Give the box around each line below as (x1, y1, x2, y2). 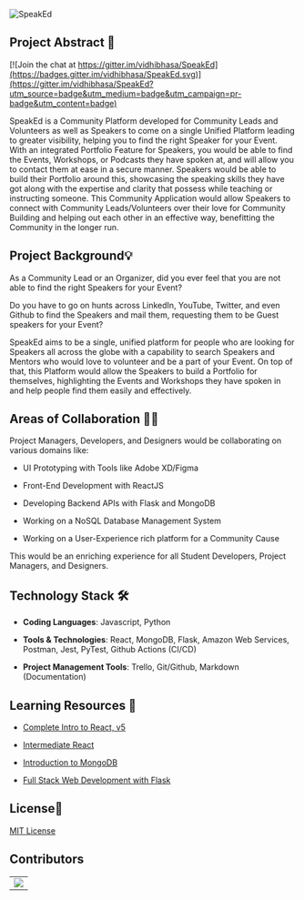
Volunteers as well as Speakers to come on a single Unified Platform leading (9, 125, 295, 136)
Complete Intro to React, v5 (22, 722, 126, 733)
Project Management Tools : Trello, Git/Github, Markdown (22, 662, 239, 672)
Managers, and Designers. (9, 561, 109, 571)
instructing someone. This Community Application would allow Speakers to (9, 192, 291, 204)
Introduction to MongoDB (22, 757, 118, 768)
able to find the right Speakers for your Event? (9, 282, 183, 293)
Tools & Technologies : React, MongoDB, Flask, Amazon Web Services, (22, 634, 289, 645)
